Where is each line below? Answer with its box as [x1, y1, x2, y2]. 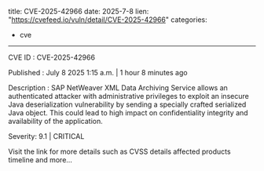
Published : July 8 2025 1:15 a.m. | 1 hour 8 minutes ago [8, 68, 188, 77]
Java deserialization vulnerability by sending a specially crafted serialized [8, 100, 247, 109]
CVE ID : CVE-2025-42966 [8, 53, 96, 62]
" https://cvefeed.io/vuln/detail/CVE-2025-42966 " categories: [8, 15, 207, 24]
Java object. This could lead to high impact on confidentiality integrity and [8, 108, 249, 117]
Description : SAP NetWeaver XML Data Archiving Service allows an [8, 83, 228, 93]
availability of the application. [8, 117, 104, 126]
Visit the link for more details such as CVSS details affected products [8, 147, 231, 156]
